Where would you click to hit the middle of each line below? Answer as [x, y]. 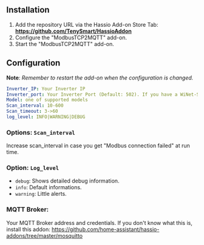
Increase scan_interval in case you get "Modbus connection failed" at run [98, 146]
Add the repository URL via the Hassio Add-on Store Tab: [87, 24]
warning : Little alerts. [41, 194]
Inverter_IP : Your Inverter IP [46, 89]
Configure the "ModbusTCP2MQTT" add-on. [71, 37]
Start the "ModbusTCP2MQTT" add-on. [64, 44]
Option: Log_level [33, 168]
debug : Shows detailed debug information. [67, 181]
